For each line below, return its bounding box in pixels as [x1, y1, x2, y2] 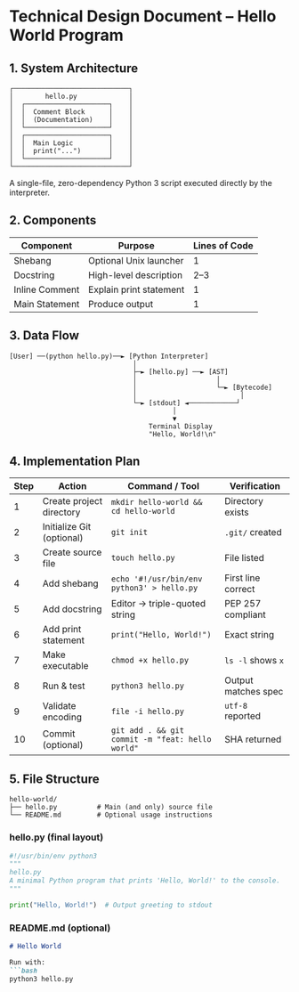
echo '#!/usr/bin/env [110, 574, 203, 584]
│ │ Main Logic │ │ [9, 139, 133, 148]
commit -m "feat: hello [110, 735, 212, 744]
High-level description [88, 269, 183, 281]
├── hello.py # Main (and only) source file [9, 803, 214, 812]
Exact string [223, 629, 274, 641]
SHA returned [223, 733, 282, 745]
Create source [42, 546, 102, 558]
